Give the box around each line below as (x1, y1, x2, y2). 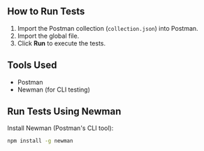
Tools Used (7, 59, 57, 71)
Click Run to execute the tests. (17, 38, 106, 48)
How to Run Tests (7, 6, 85, 17)
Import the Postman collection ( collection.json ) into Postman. (17, 24, 198, 32)
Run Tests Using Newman (7, 106, 122, 117)
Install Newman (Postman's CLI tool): (7, 124, 114, 132)
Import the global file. (17, 31, 80, 40)
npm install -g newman (7, 138, 73, 145)
